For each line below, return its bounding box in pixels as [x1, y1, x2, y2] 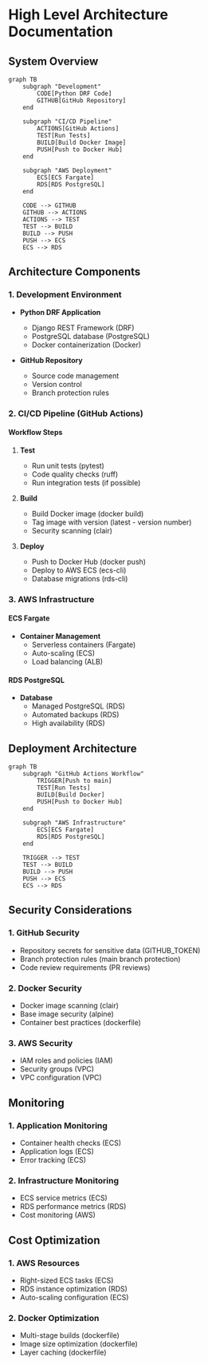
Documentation [8, 22, 114, 41]
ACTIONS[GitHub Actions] [37, 125, 120, 133]
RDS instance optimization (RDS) [19, 1283, 128, 1293]
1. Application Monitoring [8, 1120, 108, 1131]
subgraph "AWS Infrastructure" [22, 818, 127, 827]
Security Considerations [8, 904, 133, 917]
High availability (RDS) [31, 718, 105, 728]
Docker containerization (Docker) [31, 340, 142, 349]
